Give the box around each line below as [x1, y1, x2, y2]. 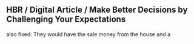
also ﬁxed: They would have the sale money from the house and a [6, 30, 171, 38]
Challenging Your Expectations [6, 14, 126, 25]
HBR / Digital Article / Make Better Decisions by [6, 5, 188, 15]
